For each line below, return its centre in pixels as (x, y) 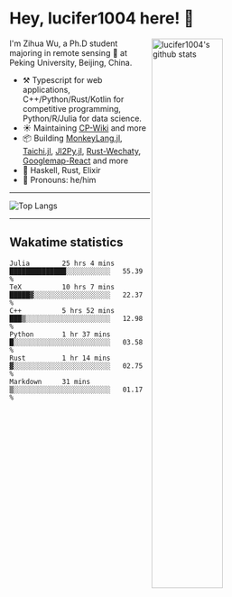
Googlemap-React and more (75, 161)
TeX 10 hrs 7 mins (62, 287)
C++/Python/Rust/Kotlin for (73, 99)
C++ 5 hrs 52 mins (62, 310)
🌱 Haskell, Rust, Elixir (61, 170)
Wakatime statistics (66, 243)
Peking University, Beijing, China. (71, 62)
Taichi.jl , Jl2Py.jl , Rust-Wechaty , (82, 151)
